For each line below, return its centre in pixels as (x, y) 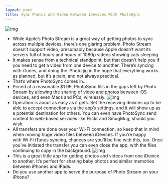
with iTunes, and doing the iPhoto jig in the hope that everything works (86, 70)
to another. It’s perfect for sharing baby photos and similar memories (83, 161)
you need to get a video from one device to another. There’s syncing (83, 65)
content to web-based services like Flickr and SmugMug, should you (83, 118)
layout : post (19, 10)
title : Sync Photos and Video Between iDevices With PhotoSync (73, 15)
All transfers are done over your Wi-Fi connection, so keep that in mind (86, 129)
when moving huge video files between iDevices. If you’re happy (79, 134)
